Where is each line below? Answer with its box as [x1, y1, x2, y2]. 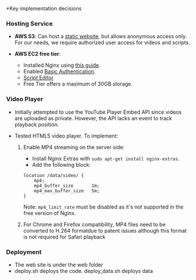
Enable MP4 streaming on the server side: [23, 144, 125, 151]
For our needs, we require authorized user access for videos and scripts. [14, 39, 190, 46]
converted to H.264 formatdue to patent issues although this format [23, 227, 187, 234]
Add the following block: [32, 161, 91, 168]
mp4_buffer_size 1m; [34, 183, 100, 189]
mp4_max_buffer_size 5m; [34, 187, 100, 194]
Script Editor [23, 74, 54, 81]
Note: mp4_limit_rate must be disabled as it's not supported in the [23, 203, 184, 210]
